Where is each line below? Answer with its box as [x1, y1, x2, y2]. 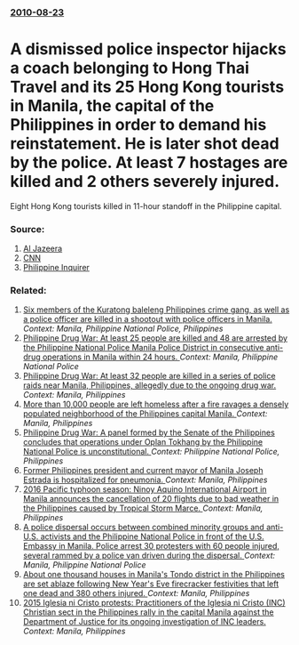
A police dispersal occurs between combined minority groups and [22, 522, 264, 533]
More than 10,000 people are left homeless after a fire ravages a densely [22, 399, 289, 410]
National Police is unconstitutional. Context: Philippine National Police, [22, 447, 280, 457]
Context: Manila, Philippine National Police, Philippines [22, 323, 224, 335]
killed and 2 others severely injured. [10, 172, 280, 192]
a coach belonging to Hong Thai [10, 58, 249, 78]
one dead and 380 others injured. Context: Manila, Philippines [22, 588, 250, 599]
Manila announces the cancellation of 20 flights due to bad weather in [22, 494, 279, 504]
